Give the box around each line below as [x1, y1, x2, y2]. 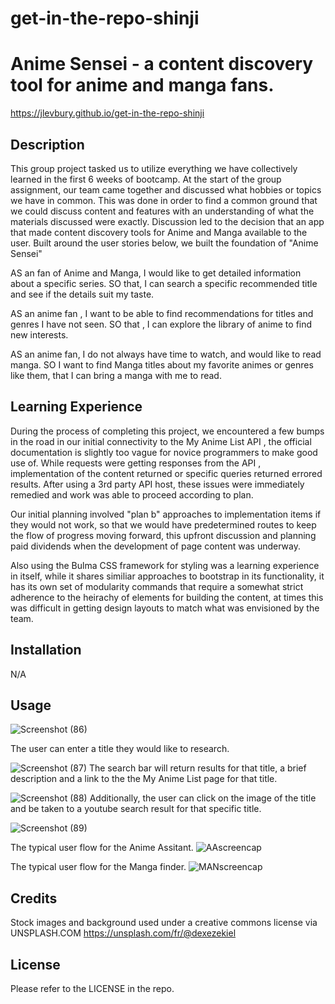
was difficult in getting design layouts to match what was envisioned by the [10, 602, 320, 614]
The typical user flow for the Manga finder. [10, 861, 187, 873]
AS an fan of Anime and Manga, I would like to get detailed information [10, 267, 302, 279]
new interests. [10, 328, 69, 341]
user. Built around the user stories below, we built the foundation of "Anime [10, 237, 319, 249]
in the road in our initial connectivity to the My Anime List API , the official [10, 435, 312, 447]
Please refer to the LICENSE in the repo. [10, 983, 175, 994]
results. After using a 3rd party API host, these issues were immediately [10, 478, 305, 490]
